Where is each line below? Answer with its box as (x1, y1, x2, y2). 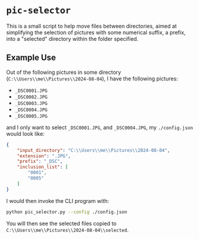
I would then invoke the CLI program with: (6, 197, 110, 204)
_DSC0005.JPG (14, 113, 48, 119)
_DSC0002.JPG (14, 94, 48, 100)
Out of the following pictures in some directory (6, 68, 122, 76)
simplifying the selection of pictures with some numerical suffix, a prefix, (6, 29, 186, 36)
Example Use (6, 53, 56, 63)
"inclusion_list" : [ (17, 164, 68, 170)
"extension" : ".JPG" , (17, 153, 71, 159)
